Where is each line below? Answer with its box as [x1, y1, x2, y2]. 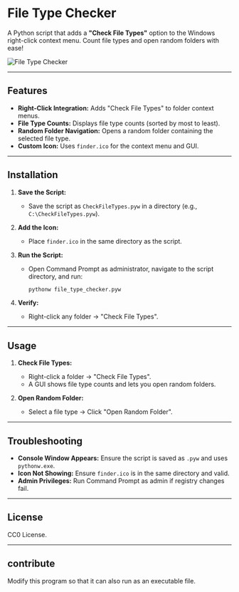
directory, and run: [28, 272, 83, 281]
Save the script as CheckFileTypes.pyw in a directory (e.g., [28, 202, 198, 210]
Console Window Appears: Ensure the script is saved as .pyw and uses [17, 454, 228, 462]
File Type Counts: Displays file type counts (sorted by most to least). [17, 119, 221, 128]
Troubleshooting [7, 435, 83, 447]
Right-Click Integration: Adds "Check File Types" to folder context [17, 103, 215, 112]
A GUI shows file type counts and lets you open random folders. [28, 380, 216, 389]
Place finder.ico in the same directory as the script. [28, 237, 183, 245]
